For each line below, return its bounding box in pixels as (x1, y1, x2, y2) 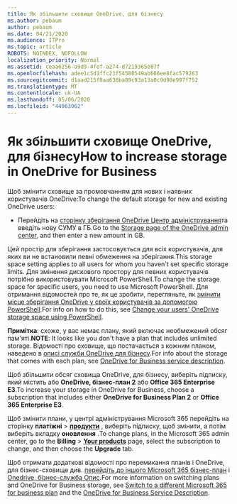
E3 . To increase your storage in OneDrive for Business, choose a (7, 385, 194, 394)
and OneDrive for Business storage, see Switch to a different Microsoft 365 (7, 481, 227, 489)
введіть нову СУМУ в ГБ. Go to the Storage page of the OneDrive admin (17, 223, 229, 231)
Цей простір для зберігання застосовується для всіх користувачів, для (7, 244, 224, 253)
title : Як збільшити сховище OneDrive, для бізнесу (7, 10, 163, 18)
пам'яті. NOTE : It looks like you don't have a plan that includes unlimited (7, 334, 218, 342)
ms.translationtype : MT (7, 83, 78, 90)
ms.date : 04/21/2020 (7, 30, 69, 38)
